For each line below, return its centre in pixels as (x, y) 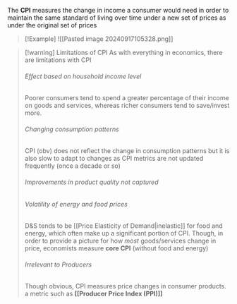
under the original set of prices (52, 25)
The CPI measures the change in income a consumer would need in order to (118, 10)
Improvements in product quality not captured (91, 182)
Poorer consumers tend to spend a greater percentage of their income (127, 98)
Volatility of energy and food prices (76, 204)
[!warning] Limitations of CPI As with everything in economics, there (124, 53)
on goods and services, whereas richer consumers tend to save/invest (127, 106)
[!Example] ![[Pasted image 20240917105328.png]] (99, 39)
